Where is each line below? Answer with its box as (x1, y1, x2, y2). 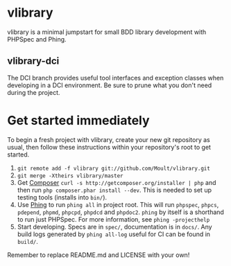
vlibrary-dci (7, 55, 60, 67)
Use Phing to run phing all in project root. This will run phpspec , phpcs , (17, 200, 219, 209)
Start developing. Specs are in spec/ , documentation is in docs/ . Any (17, 222, 213, 231)
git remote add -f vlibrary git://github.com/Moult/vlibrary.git (17, 165, 210, 172)
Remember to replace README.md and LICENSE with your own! (7, 251, 190, 259)
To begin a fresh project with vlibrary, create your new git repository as (7, 135, 210, 143)
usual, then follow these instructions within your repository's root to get (7, 143, 212, 151)
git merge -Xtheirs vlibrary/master (17, 172, 123, 179)
